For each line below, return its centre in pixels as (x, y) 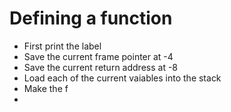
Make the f (46, 88)
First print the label (62, 46)
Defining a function (91, 18)
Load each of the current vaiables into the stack (122, 78)
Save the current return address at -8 (101, 67)
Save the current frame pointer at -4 (98, 56)
